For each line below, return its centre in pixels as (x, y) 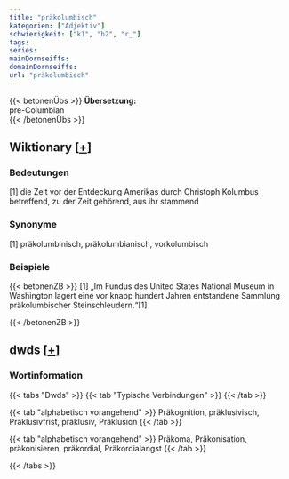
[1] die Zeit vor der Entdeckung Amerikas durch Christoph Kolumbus (134, 192)
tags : (19, 42)
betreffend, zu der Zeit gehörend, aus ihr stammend (104, 202)
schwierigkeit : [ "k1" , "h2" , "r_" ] (75, 34)
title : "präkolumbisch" (53, 17)
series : (24, 51)
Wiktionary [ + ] (50, 148)
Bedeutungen (39, 172)
